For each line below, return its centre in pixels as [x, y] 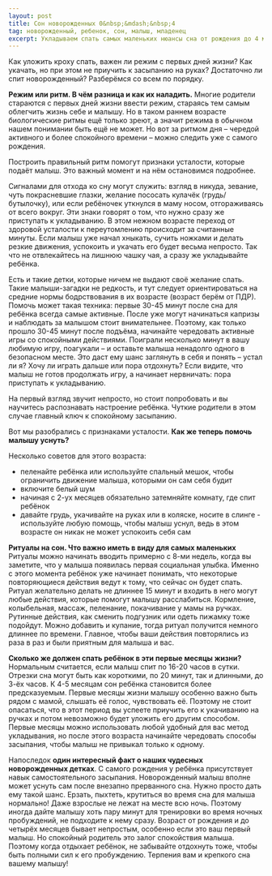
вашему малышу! [38, 864]
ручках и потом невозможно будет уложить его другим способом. [124, 719]
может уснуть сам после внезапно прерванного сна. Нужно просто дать [135, 786]
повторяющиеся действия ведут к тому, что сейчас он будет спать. [125, 582]
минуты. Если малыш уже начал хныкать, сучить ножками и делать [126, 238]
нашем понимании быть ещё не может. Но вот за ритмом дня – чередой [134, 129]
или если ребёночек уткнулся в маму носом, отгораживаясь [158, 204]
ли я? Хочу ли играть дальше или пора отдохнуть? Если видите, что [126, 366]
